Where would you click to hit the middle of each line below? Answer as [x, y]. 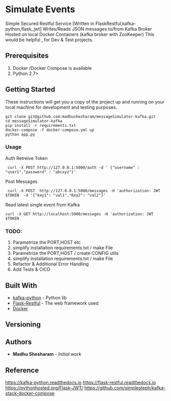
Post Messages [21, 181]
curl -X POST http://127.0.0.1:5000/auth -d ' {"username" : [74, 167]
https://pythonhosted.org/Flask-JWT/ [44, 388]
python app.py [20, 134]
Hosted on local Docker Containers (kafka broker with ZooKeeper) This [80, 34]
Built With [21, 286]
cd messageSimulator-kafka [34, 121]
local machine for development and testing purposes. [61, 107]
